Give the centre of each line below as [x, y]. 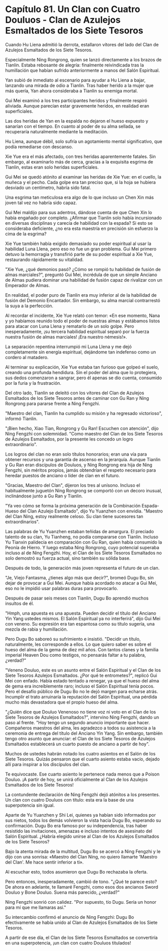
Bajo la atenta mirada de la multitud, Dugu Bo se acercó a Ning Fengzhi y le [83, 851]
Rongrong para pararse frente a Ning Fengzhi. [53, 403]
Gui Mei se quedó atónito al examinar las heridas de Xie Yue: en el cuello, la [83, 177]
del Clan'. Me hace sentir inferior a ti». [44, 862]
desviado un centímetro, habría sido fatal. [48, 188]
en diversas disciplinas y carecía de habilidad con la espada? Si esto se [79, 223]
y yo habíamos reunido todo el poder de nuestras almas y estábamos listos [83, 321]
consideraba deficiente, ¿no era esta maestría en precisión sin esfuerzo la [81, 228]
